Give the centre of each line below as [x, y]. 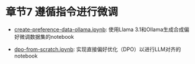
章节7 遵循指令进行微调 [62, 12]
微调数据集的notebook [47, 36]
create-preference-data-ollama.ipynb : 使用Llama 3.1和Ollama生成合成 [99, 29]
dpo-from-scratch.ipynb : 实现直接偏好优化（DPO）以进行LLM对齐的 [97, 49]
